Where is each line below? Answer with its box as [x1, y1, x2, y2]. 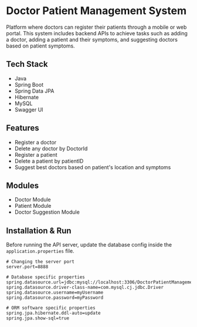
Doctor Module [14, 196, 51, 203]
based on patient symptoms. [6, 42, 75, 49]
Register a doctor [14, 139, 57, 146]
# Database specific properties [6, 274, 85, 280]
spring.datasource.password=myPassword [6, 295, 104, 301]
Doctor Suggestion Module [14, 208, 80, 215]
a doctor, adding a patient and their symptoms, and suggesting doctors [6, 36, 178, 43]
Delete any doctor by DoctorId [14, 145, 88, 152]
